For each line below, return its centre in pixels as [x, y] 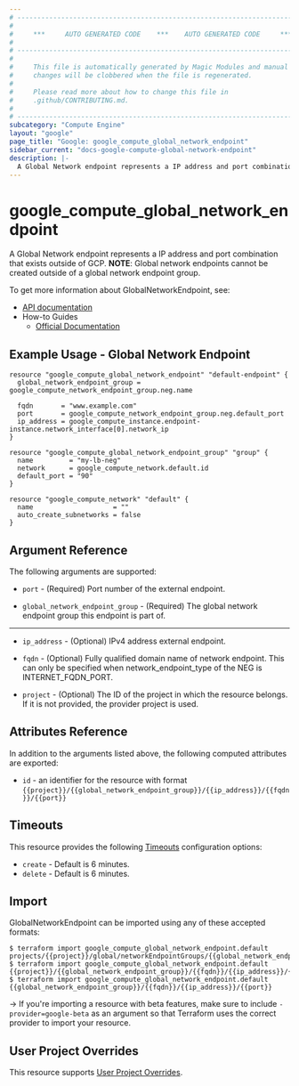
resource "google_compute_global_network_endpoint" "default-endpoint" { [149, 375]
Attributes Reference [69, 732]
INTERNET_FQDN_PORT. [68, 677]
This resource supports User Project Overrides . [96, 1073]
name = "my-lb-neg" [69, 461]
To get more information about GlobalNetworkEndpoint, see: [120, 290]
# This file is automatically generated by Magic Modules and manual [149, 68]
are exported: [34, 763]
